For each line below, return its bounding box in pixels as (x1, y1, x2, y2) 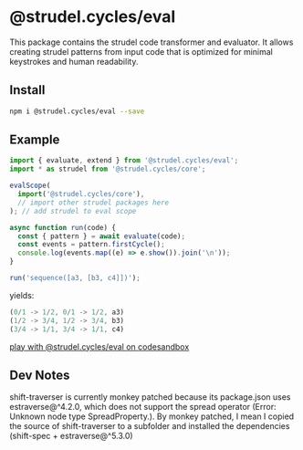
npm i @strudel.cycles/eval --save (9, 107, 145, 116)
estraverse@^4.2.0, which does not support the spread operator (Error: (9, 402, 277, 413)
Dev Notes (9, 367, 70, 382)
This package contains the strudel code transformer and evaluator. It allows (9, 37, 294, 47)
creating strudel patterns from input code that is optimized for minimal (9, 46, 274, 57)
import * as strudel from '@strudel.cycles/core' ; (9, 164, 206, 174)
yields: (9, 289, 35, 300)
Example (9, 132, 60, 148)
